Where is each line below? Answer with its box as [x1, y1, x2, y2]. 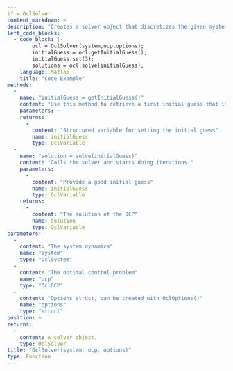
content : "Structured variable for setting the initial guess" [32, 127, 218, 134]
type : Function [7, 353, 51, 361]
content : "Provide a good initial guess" [32, 178, 154, 185]
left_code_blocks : [7, 29, 60, 37]
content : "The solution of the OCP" [32, 211, 138, 218]
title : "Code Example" [19, 74, 85, 82]
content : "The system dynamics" [19, 243, 113, 251]
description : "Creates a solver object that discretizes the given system [7, 23, 228, 30]
